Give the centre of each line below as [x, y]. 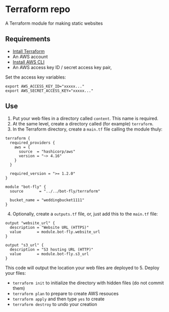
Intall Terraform [29, 51]
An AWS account [30, 56]
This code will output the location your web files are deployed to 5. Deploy [82, 268]
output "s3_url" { [24, 245]
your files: [16, 273]
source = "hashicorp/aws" [47, 151]
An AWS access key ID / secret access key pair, [62, 67]
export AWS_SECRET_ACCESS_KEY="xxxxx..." [49, 91]
